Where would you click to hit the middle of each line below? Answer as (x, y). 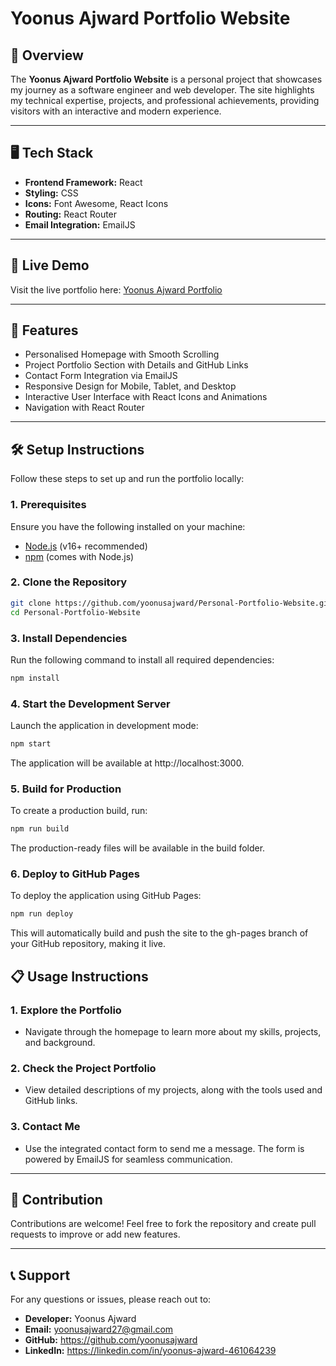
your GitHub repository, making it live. (88, 944)
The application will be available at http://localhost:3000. (127, 763)
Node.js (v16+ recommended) (86, 546)
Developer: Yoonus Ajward (80, 1319)
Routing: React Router (71, 214)
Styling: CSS (51, 193)
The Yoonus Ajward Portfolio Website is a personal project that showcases (166, 79)
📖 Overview (47, 55)
